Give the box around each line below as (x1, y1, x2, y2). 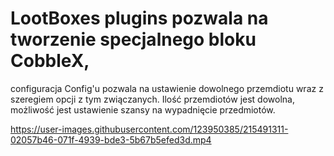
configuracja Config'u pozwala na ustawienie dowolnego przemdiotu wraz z (10, 82, 324, 94)
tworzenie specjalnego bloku (10, 28, 257, 51)
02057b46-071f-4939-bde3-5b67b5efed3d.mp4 (10, 133, 212, 146)
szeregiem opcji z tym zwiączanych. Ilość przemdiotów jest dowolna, (10, 93, 295, 105)
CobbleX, (10, 50, 90, 72)
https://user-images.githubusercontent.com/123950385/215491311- (10, 123, 289, 135)
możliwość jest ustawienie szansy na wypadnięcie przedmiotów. (10, 103, 276, 116)
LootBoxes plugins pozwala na (10, 7, 269, 30)
